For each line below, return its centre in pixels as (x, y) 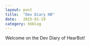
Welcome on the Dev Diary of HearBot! (45, 38)
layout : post (19, 10)
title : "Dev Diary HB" (30, 14)
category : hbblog (23, 24)
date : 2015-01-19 (25, 19)
